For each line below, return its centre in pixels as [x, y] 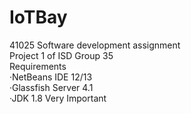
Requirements [38, 66]
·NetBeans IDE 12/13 [51, 77]
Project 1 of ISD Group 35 [61, 55]
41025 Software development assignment [95, 45]
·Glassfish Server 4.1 [51, 87]
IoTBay [38, 17]
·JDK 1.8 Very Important [58, 98]
